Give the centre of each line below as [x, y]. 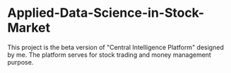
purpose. [20, 62]
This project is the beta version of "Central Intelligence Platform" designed [115, 47]
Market [29, 28]
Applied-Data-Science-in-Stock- [106, 13]
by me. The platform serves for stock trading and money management [109, 55]
